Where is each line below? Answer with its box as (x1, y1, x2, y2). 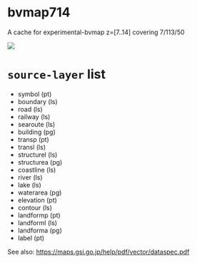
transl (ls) (17, 143, 46, 151)
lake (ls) (17, 180, 41, 189)
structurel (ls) (17, 150, 58, 159)
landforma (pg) (17, 226, 62, 234)
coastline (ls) (17, 165, 56, 174)
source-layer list (7, 66, 106, 83)
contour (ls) (17, 203, 52, 212)
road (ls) (17, 105, 43, 113)
